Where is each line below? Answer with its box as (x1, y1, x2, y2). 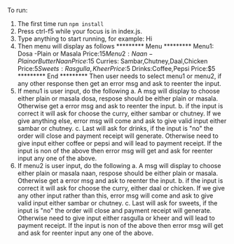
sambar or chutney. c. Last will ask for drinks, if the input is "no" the (17, 124, 214, 132)
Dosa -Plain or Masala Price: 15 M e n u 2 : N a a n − (17, 49, 153, 58)
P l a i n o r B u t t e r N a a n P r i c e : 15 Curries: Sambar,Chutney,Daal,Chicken (17, 57, 208, 65)
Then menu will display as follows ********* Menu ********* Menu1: (17, 42, 214, 50)
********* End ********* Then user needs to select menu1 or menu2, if (17, 72, 222, 80)
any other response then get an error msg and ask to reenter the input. (17, 79, 222, 87)
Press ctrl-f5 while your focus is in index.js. (17, 27, 142, 35)
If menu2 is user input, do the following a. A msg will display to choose (17, 162, 221, 169)
